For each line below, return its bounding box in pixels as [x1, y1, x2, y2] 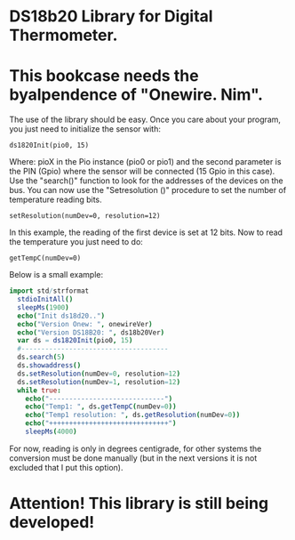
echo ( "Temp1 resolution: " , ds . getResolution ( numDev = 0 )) [25, 411, 241, 420]
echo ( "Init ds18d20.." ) [17, 311, 105, 320]
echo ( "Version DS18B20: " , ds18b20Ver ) [17, 327, 165, 337]
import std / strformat [9, 286, 90, 295]
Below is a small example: [9, 270, 104, 280]
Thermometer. [9, 25, 118, 45]
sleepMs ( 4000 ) [25, 427, 77, 436]
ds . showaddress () [17, 361, 82, 370]
